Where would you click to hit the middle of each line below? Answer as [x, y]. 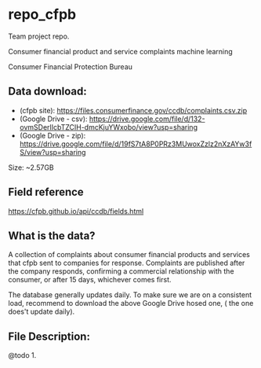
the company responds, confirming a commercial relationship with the [121, 271]
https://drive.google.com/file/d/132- [147, 119]
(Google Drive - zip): [53, 135]
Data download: [48, 92]
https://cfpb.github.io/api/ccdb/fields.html [76, 211]
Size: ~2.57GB [31, 167]
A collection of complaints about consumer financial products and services [129, 255]
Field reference [46, 192]
